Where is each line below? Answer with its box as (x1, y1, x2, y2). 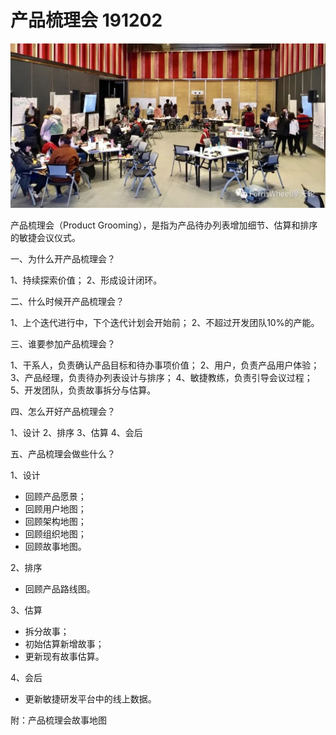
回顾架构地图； (24, 515, 87, 527)
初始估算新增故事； (24, 637, 105, 650)
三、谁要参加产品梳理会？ (10, 337, 116, 350)
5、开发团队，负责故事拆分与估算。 (10, 384, 157, 396)
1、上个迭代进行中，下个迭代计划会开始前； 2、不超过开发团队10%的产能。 (10, 316, 320, 328)
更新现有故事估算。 (24, 650, 105, 662)
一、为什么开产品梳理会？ (10, 252, 116, 265)
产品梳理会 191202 (10, 9, 163, 32)
